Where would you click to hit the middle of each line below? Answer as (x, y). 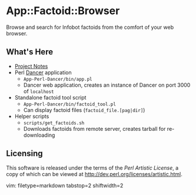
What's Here (30, 52)
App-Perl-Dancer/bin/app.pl (58, 79)
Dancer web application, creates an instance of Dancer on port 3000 (107, 85)
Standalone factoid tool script (50, 97)
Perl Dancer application (43, 72)
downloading (39, 135)
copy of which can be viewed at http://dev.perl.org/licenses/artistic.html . (94, 174)
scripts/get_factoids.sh (54, 123)
